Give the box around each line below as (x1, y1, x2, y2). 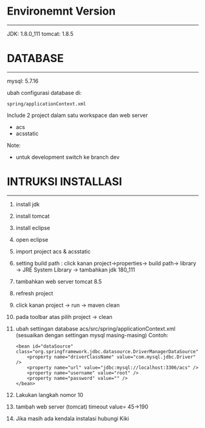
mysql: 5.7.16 (7, 77, 39, 85)
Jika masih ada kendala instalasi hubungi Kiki (15, 415, 130, 422)
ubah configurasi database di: (7, 89, 82, 96)
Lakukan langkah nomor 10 (15, 391, 84, 398)
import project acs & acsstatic (15, 248, 91, 255)
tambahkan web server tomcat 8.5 (15, 278, 102, 285)
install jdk (15, 200, 40, 208)
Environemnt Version (7, 4, 116, 18)
